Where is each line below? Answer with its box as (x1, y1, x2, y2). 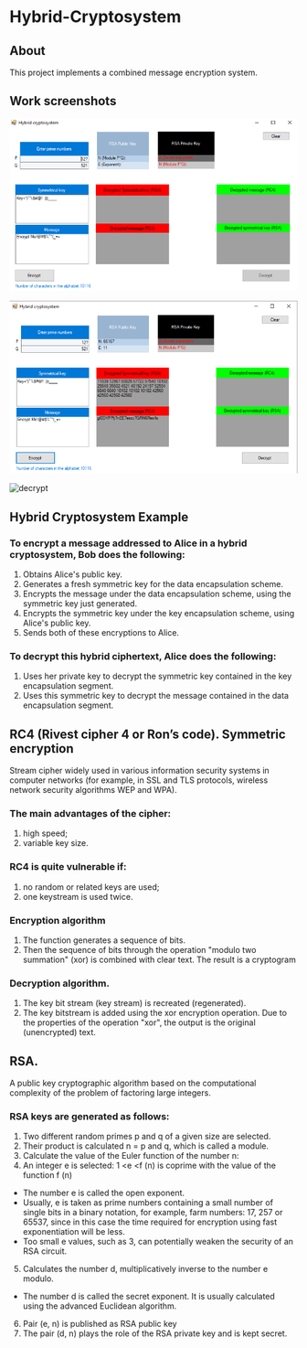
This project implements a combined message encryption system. (9, 67, 258, 78)
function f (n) (22, 1170, 73, 1181)
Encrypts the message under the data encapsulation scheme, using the (22, 588, 291, 600)
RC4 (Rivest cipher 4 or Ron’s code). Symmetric (9, 726, 286, 742)
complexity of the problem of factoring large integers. (9, 1087, 212, 1098)
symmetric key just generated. (22, 598, 138, 609)
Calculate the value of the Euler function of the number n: (22, 1150, 239, 1161)
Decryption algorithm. (9, 977, 110, 990)
